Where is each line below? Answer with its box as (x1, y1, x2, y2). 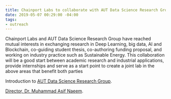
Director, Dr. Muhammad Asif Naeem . (5, 88, 83, 94)
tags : (5, 17, 17, 22)
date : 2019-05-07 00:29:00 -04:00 (5, 12, 79, 17)
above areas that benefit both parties (5, 68, 83, 75)
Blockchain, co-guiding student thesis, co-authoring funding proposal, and (5, 46, 162, 53)
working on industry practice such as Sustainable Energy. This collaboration (5, 52, 165, 58)
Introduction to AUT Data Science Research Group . (5, 78, 112, 84)
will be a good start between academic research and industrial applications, (5, 57, 164, 64)
